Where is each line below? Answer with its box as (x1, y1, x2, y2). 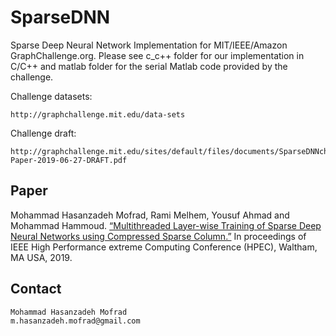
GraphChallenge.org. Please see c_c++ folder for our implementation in (10, 49, 305, 61)
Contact (10, 281, 62, 298)
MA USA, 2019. (10, 251, 73, 263)
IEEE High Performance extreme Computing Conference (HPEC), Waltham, (10, 241, 318, 253)
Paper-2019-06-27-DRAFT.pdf (10, 155, 128, 165)
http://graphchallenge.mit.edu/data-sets (10, 109, 186, 120)
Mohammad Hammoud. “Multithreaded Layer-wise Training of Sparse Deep (10, 219, 322, 231)
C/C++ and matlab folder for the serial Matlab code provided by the (10, 60, 288, 72)
